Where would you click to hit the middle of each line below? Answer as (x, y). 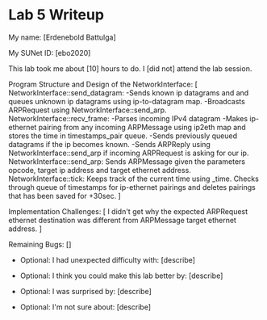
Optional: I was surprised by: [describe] (86, 291)
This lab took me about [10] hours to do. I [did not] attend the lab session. (130, 68)
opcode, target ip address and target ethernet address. (100, 170)
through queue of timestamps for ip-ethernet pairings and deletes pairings (132, 187)
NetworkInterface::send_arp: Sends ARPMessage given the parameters (127, 161)
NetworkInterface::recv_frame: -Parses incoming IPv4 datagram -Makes (128, 118)
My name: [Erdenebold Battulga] (63, 37)
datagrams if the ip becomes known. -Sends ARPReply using (110, 144)
